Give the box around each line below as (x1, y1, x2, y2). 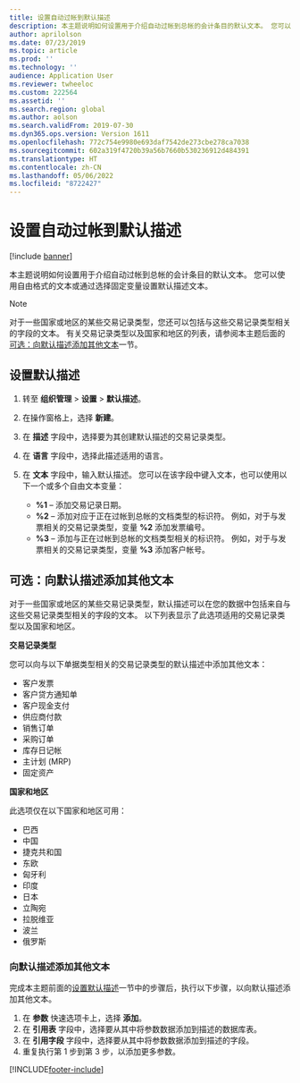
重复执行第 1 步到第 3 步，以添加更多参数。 (21, 1045, 180, 1056)
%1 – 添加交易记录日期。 (35, 499, 127, 510)
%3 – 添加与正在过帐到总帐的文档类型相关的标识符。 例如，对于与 (35, 533, 279, 544)
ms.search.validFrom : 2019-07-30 (9, 122, 134, 131)
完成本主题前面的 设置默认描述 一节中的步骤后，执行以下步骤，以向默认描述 (9, 982, 283, 993)
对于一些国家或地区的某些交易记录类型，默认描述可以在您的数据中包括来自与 (9, 598, 291, 609)
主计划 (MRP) (21, 756, 71, 766)
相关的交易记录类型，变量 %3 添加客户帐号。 (43, 544, 210, 554)
